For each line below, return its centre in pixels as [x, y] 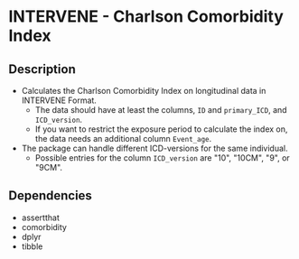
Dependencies [50, 196]
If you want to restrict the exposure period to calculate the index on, [161, 129]
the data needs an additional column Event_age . [123, 139]
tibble [32, 246]
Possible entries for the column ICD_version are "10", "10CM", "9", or [162, 158]
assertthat [40, 217]
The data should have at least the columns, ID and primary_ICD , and [161, 110]
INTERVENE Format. [59, 100]
